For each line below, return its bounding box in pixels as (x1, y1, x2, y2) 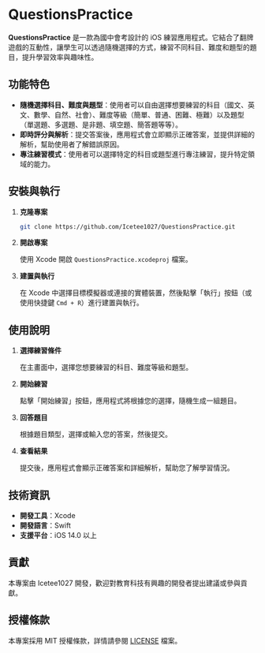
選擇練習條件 (19, 345, 62, 356)
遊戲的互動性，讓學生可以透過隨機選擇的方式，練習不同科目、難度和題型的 (8, 42, 250, 52)
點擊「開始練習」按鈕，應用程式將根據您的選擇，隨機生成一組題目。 (19, 396, 241, 405)
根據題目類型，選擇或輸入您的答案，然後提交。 (19, 430, 172, 439)
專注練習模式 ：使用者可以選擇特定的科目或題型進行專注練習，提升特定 (19, 149, 248, 159)
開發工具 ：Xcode (19, 511, 77, 521)
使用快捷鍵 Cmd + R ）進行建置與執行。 (19, 298, 144, 308)
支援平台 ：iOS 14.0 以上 (19, 531, 97, 540)
